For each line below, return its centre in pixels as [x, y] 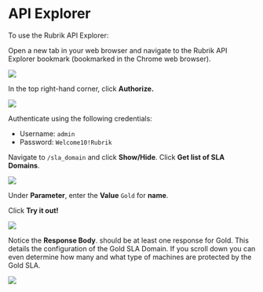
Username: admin [47, 133]
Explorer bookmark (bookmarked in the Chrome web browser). [110, 59]
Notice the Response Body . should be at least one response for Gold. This [129, 240]
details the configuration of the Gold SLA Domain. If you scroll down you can [132, 248]
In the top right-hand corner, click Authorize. [81, 88]
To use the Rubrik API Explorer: [58, 35]
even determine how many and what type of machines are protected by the [130, 257]
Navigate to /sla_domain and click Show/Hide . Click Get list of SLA [117, 157]
